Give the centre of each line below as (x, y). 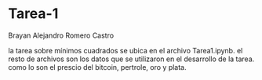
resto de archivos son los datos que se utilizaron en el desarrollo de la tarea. (131, 59)
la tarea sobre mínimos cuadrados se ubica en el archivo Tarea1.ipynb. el (126, 50)
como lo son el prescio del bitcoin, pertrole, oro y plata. (97, 67)
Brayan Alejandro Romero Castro (61, 35)
